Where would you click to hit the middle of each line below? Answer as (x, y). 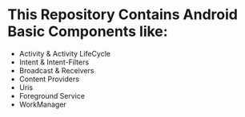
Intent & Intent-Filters (54, 62)
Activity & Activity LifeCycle (65, 53)
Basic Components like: (88, 31)
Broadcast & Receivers (56, 70)
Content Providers (49, 79)
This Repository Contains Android (122, 15)
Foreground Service (52, 96)
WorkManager (43, 104)
